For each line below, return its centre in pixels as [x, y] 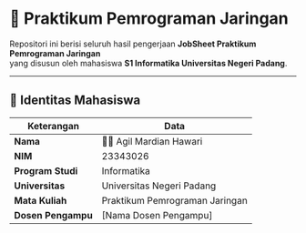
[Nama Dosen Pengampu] [157, 215]
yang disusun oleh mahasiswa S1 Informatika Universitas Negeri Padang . [148, 63]
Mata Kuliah [41, 200]
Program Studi [46, 170]
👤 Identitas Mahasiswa [75, 101]
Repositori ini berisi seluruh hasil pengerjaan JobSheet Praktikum [133, 44]
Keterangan [53, 126]
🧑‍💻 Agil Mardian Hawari [152, 141]
